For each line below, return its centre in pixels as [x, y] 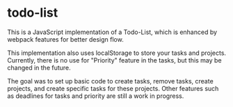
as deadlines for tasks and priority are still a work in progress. [96, 96]
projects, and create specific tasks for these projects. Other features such [113, 88]
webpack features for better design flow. [65, 39]
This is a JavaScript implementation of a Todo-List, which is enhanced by [112, 32]
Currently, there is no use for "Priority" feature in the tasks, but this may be [114, 60]
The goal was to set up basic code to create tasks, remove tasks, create [110, 81]
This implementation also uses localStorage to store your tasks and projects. [117, 53]
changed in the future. [39, 67]
